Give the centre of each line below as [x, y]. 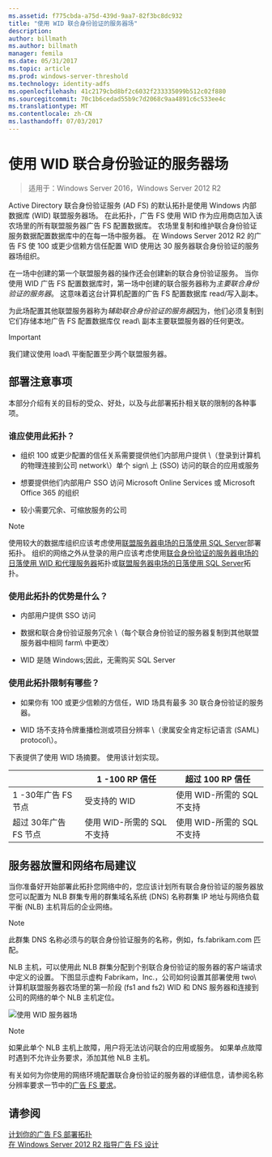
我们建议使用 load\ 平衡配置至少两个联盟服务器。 [90, 354]
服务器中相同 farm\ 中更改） [66, 643]
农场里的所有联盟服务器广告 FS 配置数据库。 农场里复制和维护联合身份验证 [133, 225]
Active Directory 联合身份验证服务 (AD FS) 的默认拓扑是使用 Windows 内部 [133, 205]
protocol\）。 [41, 739]
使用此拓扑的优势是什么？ [58, 596]
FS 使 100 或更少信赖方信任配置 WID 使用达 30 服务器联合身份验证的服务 [138, 246]
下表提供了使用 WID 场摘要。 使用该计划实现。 [86, 757]
